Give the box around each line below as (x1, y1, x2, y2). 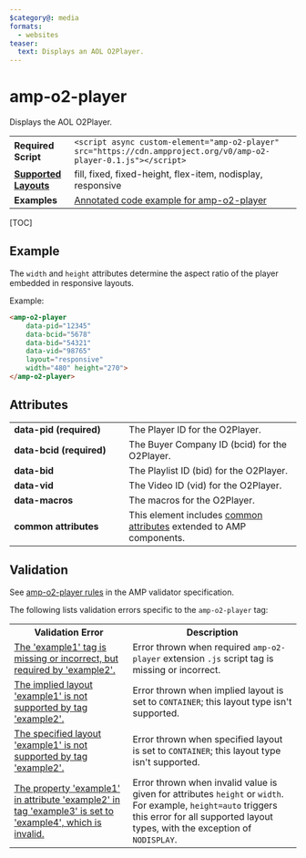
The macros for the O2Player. (128, 494, 255, 506)
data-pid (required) (14, 423, 102, 435)
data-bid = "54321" (25, 338, 92, 347)
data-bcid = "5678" (25, 330, 92, 339)
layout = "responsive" (25, 355, 104, 364)
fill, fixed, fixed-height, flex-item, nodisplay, (74, 168, 263, 180)
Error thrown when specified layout (132, 732, 283, 745)
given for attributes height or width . (132, 787, 284, 800)
